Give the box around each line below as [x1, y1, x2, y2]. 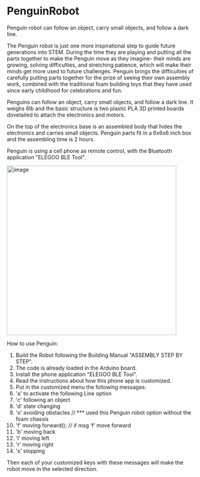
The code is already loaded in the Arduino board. [15, 364, 137, 371]
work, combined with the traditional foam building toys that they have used [7, 80, 192, 88]
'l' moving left [15, 434, 50, 442]
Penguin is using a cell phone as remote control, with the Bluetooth [7, 147, 172, 154]
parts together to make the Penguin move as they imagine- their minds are [7, 55, 191, 62]
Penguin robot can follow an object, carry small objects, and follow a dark [7, 24, 189, 31]
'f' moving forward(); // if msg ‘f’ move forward [15, 422, 132, 429]
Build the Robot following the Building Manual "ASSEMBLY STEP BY [15, 351, 183, 359]
